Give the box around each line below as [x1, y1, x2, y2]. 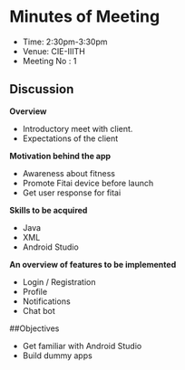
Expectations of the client [22, 133, 119, 144]
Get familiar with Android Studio [22, 340, 142, 351]
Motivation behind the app [9, 150, 112, 161]
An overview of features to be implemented [9, 259, 177, 270]
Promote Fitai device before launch [22, 177, 154, 188]
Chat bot [22, 305, 56, 316]
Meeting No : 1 [22, 55, 77, 66]
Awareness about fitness [22, 167, 116, 178]
